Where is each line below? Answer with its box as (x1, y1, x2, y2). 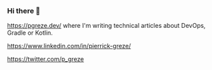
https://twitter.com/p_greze (7, 55, 84, 63)
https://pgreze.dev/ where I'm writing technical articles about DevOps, (7, 22, 206, 30)
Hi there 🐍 (7, 6, 41, 16)
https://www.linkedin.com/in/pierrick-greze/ (7, 42, 132, 50)
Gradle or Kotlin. (7, 29, 54, 37)
